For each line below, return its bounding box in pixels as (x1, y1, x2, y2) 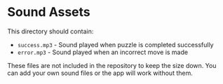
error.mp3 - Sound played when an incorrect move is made (17, 48, 188, 56)
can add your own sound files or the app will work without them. (7, 69, 193, 77)
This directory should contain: (7, 27, 94, 35)
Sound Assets (7, 4, 91, 20)
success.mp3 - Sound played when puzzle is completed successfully (17, 40, 214, 49)
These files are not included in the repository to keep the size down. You (7, 61, 217, 69)
